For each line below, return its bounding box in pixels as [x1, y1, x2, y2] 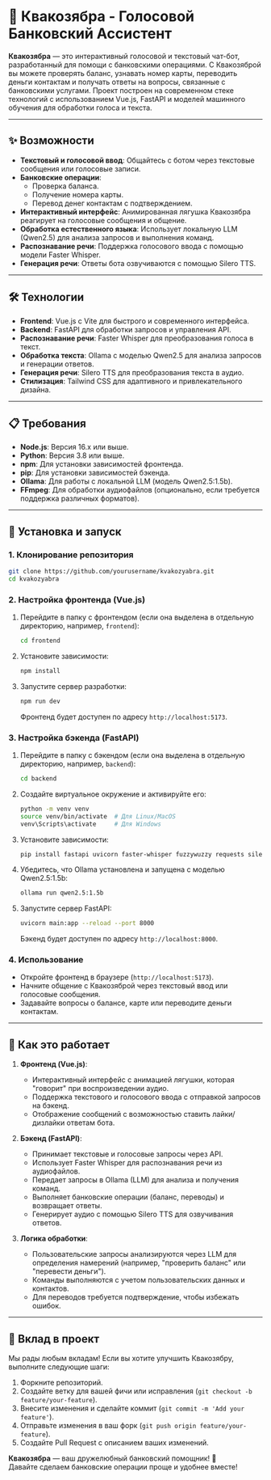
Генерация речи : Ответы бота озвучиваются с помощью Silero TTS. [19, 258, 256, 268]
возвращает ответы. [31, 1201, 102, 1211]
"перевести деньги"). [31, 1266, 106, 1276]
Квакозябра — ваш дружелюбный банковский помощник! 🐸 [8, 1453, 217, 1463]
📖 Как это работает [8, 1038, 110, 1051]
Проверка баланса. [31, 181, 99, 191]
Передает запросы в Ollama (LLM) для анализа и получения [31, 1175, 240, 1185]
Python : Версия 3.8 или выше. [19, 450, 125, 460]
